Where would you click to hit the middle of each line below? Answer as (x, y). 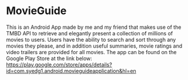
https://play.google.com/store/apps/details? (59, 64)
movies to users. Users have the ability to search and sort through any (91, 39)
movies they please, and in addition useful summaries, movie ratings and (94, 46)
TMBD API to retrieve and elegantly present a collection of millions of (90, 33)
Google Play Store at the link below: (49, 58)
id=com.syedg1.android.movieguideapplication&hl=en (71, 71)
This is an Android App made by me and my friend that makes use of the (94, 27)
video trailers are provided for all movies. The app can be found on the (92, 52)
